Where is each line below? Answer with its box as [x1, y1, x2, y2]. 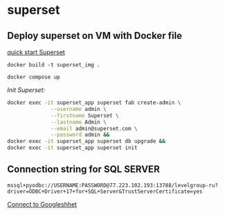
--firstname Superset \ [51, 112, 119, 119]
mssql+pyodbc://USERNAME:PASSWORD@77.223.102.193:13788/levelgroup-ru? [7, 182, 218, 189]
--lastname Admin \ [51, 119, 107, 126]
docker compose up [7, 74, 60, 80]
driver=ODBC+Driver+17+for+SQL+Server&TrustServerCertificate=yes [7, 188, 203, 195]
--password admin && [51, 131, 110, 139]
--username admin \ [51, 105, 107, 112]
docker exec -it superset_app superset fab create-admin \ [7, 99, 181, 106]
